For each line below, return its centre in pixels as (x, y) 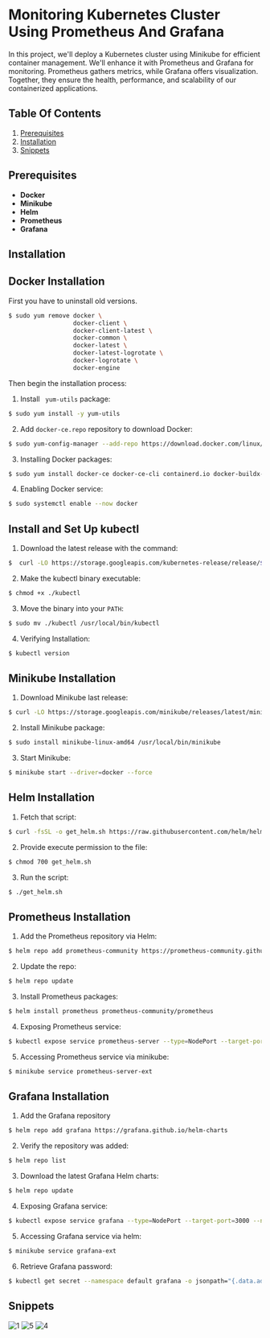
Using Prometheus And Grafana (117, 32)
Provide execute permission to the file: (84, 847)
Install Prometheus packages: (69, 997)
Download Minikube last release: (74, 698)
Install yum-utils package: (65, 399)
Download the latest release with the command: (99, 548)
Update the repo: (48, 967)
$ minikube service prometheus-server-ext (80, 1071)
